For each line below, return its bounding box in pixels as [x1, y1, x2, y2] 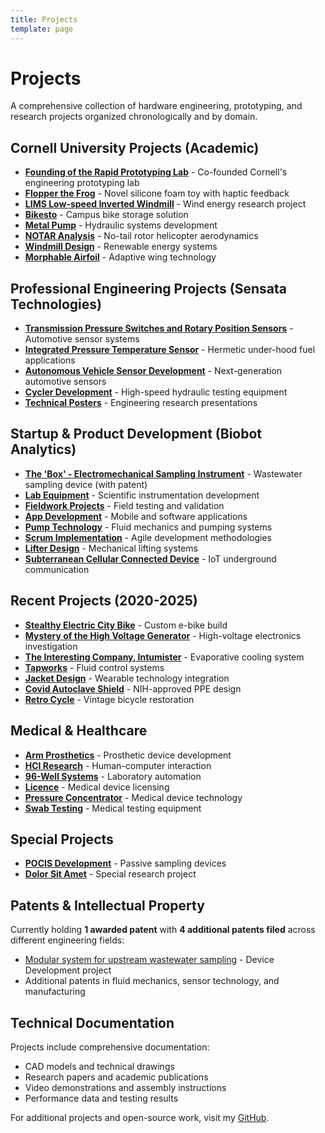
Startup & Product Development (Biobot [10, 426, 263, 443]
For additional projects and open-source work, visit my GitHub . [10, 1111, 270, 1123]
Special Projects [10, 831, 114, 848]
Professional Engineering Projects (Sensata [10, 280, 288, 297]
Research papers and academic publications [24, 1071, 209, 1083]
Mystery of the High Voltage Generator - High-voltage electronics [24, 629, 302, 641]
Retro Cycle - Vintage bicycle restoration [24, 693, 195, 705]
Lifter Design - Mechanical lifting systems [24, 542, 198, 554]
